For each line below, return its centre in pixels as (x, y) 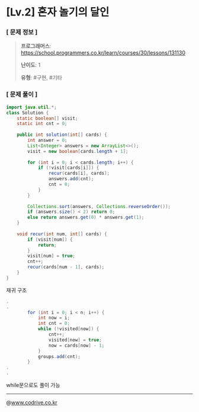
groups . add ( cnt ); (59, 356)
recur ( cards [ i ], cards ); (79, 173)
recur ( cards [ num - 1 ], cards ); (66, 267)
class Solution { (28, 113)
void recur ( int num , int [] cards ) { (62, 234)
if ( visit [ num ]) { (50, 239)
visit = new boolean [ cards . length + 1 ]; (78, 151)
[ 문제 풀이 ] (22, 94)
